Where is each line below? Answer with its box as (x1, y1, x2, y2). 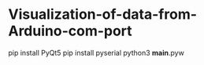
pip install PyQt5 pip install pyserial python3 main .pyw (8, 48, 185, 57)
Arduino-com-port (8, 22, 132, 40)
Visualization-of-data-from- (8, 5, 198, 23)
